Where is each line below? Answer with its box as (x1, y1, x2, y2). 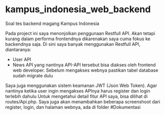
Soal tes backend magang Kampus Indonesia (5, 20, 100, 26)
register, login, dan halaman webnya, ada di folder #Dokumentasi (5, 104, 141, 110)
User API (12, 56, 31, 62)
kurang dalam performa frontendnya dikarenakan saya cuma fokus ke (5, 36, 151, 42)
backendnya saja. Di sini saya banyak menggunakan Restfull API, (5, 41, 141, 47)
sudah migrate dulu (12, 72, 53, 78)
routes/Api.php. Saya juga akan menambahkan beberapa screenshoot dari (5, 98, 160, 105)
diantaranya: (5, 46, 31, 52)
